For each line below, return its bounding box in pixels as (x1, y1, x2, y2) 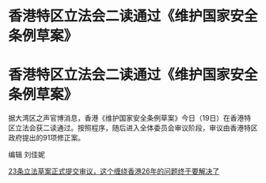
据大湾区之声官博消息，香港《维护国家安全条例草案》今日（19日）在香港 (8, 114, 245, 123)
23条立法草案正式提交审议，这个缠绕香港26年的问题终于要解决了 (8, 166, 220, 176)
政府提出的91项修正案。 (8, 133, 85, 143)
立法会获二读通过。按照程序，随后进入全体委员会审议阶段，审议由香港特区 (14, 123, 258, 133)
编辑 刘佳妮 (8, 150, 45, 159)
